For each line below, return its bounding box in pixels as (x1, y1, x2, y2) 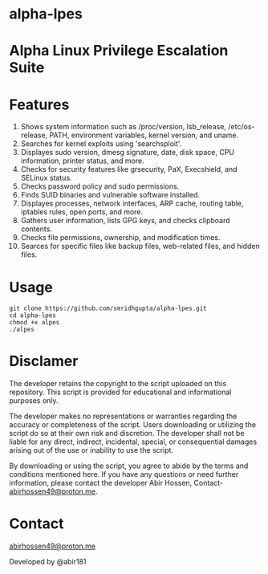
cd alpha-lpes (9, 311, 57, 320)
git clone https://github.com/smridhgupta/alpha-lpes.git (9, 304, 207, 313)
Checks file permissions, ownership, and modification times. (20, 233, 221, 242)
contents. (20, 224, 53, 234)
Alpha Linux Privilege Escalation (9, 42, 229, 60)
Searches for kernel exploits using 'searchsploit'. (20, 139, 182, 149)
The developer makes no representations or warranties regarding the (9, 411, 238, 421)
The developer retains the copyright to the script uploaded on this (9, 379, 227, 389)
